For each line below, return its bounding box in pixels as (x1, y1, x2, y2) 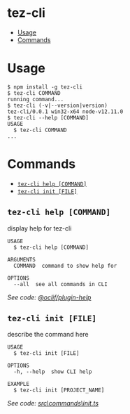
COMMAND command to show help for (13, 262, 117, 269)
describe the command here (7, 330, 89, 339)
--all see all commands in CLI (13, 280, 108, 287)
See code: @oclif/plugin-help (7, 293, 92, 302)
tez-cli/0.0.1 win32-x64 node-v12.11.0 (7, 108, 124, 115)
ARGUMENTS (7, 256, 36, 263)
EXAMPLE (7, 381, 30, 388)
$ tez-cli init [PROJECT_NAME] (13, 387, 105, 394)
